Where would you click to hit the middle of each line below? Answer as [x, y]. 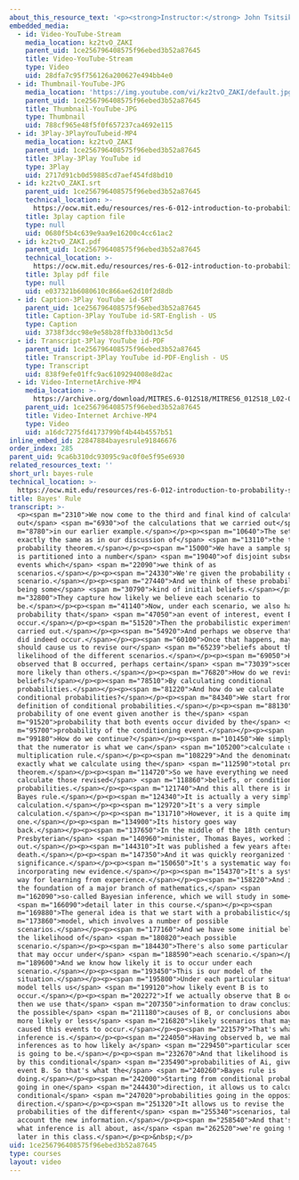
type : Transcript [57, 366]
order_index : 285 [41, 449]
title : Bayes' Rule [45, 499]
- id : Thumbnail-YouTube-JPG [71, 84]
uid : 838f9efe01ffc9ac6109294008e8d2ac [99, 374]
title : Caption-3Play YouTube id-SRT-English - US [121, 316]
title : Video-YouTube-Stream [79, 59]
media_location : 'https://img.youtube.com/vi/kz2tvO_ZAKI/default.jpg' [161, 92]
